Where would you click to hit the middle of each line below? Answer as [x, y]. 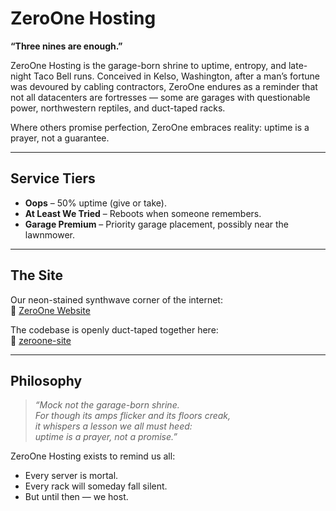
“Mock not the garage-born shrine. [107, 405]
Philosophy [46, 380]
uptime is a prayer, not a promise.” [106, 437]
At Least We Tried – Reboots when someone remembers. [143, 213]
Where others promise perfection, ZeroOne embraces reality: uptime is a [160, 127]
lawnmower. [49, 234]
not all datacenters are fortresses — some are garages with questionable [160, 97]
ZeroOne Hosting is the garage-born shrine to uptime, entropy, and [148, 65]
